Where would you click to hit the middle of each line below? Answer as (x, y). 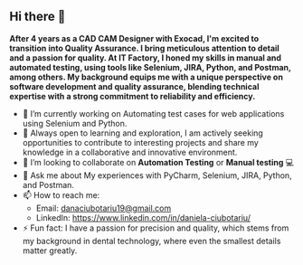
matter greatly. (50, 251)
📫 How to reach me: (61, 194)
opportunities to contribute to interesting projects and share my (141, 142)
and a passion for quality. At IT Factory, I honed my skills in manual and (146, 57)
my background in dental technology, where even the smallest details (151, 241)
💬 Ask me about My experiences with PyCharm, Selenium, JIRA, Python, (157, 175)
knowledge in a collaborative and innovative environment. (130, 152)
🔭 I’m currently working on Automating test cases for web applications (153, 113)
